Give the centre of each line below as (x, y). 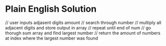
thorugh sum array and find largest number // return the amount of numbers (83, 33)
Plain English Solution (51, 9)
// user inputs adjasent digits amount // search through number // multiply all (83, 23)
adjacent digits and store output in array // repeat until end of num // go (78, 27)
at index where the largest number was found (52, 38)
